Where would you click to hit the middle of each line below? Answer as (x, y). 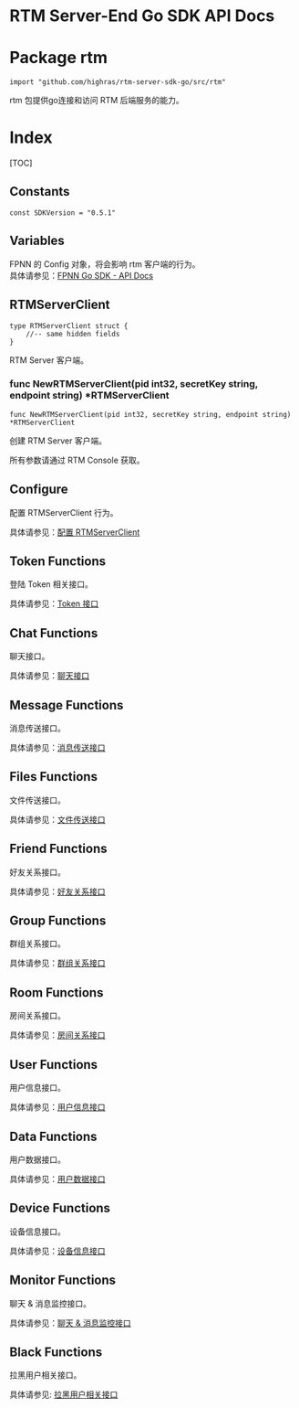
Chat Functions (54, 633)
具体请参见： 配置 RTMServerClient (75, 532)
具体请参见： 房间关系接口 (57, 1035)
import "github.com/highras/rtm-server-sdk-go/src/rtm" (118, 82)
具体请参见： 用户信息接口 (57, 1107)
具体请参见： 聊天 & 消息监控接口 (70, 1323)
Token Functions (58, 561)
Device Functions (60, 1208)
